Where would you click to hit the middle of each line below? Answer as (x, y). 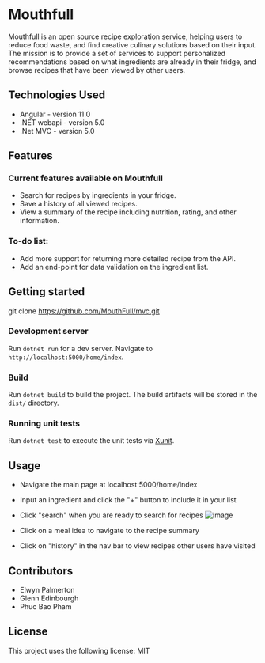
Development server (48, 331)
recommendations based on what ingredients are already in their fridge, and (132, 62)
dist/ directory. (34, 403)
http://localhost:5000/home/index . (66, 357)
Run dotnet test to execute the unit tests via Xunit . (91, 441)
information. (39, 221)
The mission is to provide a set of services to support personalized (117, 53)
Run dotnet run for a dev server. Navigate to (80, 348)
